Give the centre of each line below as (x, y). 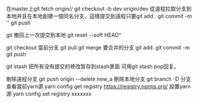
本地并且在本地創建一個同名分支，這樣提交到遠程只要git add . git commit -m (99, 16)
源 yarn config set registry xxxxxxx (49, 94)
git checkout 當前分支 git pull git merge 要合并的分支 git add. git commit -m (98, 47)
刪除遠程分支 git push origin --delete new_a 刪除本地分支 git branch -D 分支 (99, 79)
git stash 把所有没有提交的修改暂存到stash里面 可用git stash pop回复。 (93, 66)
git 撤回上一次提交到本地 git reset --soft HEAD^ (64, 35)
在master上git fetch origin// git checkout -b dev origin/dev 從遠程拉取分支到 (99, 9)
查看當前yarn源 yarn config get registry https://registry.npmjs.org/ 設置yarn (98, 86)
